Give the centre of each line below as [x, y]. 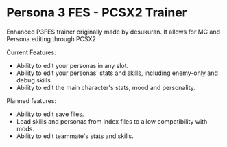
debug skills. [34, 80]
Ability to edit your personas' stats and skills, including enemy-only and [117, 73]
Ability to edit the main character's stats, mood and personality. [106, 87]
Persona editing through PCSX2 [51, 38]
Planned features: [31, 100]
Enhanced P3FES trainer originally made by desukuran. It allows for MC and [113, 32]
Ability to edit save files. [50, 114]
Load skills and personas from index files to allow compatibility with [112, 121]
